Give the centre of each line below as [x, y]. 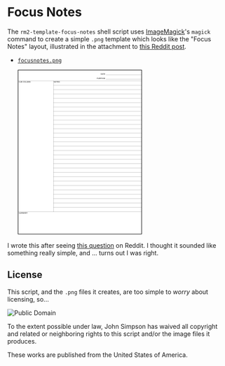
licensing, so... [28, 299]
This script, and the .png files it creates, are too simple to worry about [108, 292]
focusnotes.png [40, 60]
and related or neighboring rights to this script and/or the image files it [109, 334]
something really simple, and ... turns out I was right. [83, 253]
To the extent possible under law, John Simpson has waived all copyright [112, 326]
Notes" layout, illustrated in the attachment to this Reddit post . [97, 46]
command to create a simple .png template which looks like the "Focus [109, 38]
